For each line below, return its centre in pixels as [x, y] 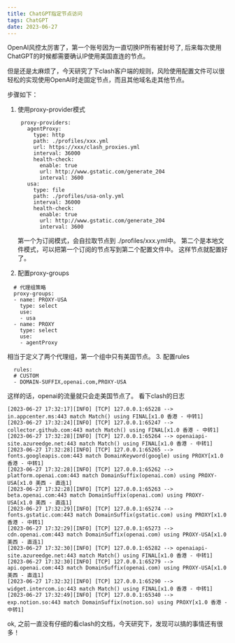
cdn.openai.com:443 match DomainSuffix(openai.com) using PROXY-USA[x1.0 [117, 535]
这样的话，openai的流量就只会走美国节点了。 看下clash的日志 [96, 396]
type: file [49, 190]
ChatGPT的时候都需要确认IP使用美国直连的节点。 [78, 56]
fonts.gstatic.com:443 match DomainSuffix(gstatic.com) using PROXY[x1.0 [117, 515]
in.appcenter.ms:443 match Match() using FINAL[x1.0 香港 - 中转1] [106, 417]
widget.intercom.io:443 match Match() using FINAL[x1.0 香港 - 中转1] [110, 589]
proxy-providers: [46, 123]
